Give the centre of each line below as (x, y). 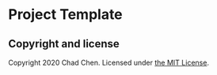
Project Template (65, 15)
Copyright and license (64, 44)
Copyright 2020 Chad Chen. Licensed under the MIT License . (109, 62)
